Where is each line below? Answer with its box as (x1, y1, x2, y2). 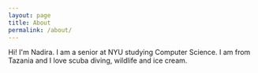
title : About (8, 19, 51, 27)
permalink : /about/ (8, 26, 73, 34)
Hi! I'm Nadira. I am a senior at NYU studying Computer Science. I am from (8, 48, 251, 57)
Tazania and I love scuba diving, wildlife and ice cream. (8, 56, 188, 65)
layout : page (8, 11, 51, 20)
